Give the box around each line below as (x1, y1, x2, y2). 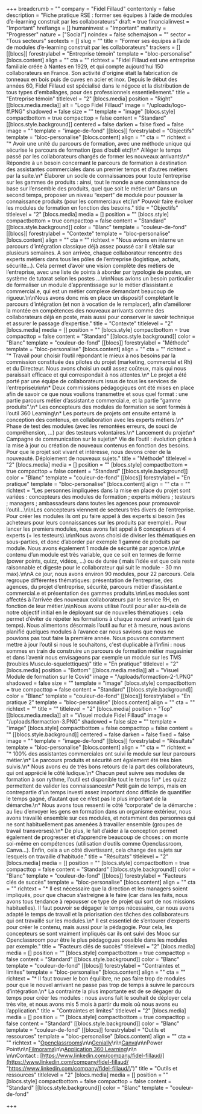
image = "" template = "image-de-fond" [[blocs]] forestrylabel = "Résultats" (6, 737, 195, 744)
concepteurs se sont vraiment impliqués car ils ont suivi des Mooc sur (6, 930, 181, 937)
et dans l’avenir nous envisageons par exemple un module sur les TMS (6, 654, 182, 661)
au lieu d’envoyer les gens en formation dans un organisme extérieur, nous (6, 808, 192, 815)
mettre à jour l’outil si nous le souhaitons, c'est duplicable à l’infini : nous (6, 641, 186, 648)
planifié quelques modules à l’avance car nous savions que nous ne (6, 628, 174, 635)
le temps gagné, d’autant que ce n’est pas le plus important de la (6, 795, 167, 802)
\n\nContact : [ (6, 1052, 42, 1059)
